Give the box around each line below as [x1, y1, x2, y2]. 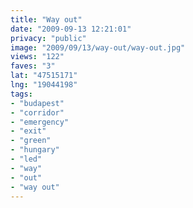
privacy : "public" [10, 33, 87, 43]
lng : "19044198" [10, 80, 78, 90]
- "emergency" [10, 117, 70, 127]
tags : [10, 89, 33, 99]
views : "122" [10, 52, 65, 62]
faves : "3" [10, 61, 56, 71]
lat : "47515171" [10, 71, 78, 81]
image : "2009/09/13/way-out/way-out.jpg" [10, 42, 186, 53]
